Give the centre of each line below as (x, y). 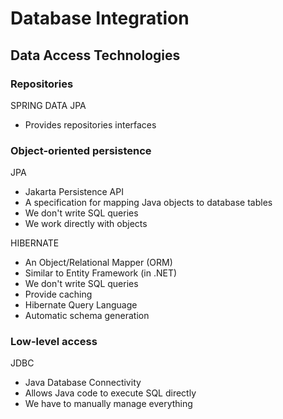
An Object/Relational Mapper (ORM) (98, 263)
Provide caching (58, 294)
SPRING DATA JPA (48, 105)
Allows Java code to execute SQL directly (110, 393)
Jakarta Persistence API (74, 192)
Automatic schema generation (87, 316)
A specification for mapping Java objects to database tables (148, 203)
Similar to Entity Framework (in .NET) (101, 273)
